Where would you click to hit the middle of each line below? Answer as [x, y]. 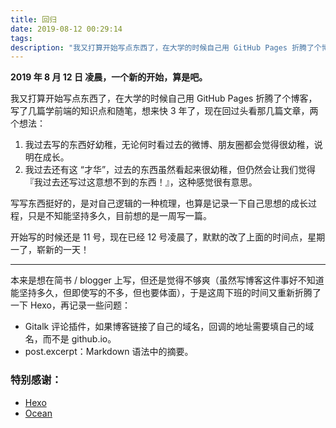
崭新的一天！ [63, 250]
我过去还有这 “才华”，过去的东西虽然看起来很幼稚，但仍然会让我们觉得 [170, 170]
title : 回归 [33, 19]
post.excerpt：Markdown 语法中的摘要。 [109, 352]
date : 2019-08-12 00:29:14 [66, 29]
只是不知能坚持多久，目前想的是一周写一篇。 [119, 216]
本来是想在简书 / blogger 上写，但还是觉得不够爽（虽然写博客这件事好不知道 [167, 280]
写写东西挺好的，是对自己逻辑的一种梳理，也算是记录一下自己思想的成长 [159, 203]
